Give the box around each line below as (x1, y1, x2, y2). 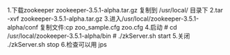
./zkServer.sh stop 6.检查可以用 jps (7, 41, 108, 48)
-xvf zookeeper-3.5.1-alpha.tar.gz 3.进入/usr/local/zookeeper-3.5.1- (7, 14, 199, 23)
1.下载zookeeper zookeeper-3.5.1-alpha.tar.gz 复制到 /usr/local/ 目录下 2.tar (7, 6, 224, 14)
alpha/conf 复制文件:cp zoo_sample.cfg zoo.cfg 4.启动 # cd (7, 23, 177, 31)
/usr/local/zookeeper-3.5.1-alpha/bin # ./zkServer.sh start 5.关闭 (7, 32, 190, 40)
